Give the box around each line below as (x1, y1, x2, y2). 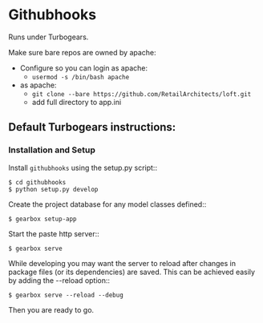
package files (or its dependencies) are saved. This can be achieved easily (8, 267, 255, 277)
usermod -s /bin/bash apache (31, 73, 130, 81)
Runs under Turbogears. (8, 32, 89, 42)
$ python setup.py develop (8, 185, 99, 193)
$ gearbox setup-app (8, 215, 78, 223)
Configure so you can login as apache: (19, 63, 148, 73)
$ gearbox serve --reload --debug (8, 291, 124, 299)
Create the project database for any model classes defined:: (8, 199, 207, 209)
